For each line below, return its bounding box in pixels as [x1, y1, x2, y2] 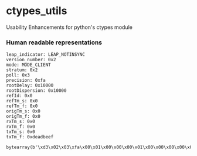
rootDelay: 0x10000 [6, 82, 54, 89]
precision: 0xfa [6, 78, 46, 84]
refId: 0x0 [6, 93, 33, 99]
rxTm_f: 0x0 [6, 124, 35, 130]
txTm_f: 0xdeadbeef [6, 134, 54, 140]
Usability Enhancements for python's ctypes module [6, 24, 133, 31]
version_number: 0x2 [6, 57, 57, 63]
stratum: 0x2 [6, 67, 38, 73]
